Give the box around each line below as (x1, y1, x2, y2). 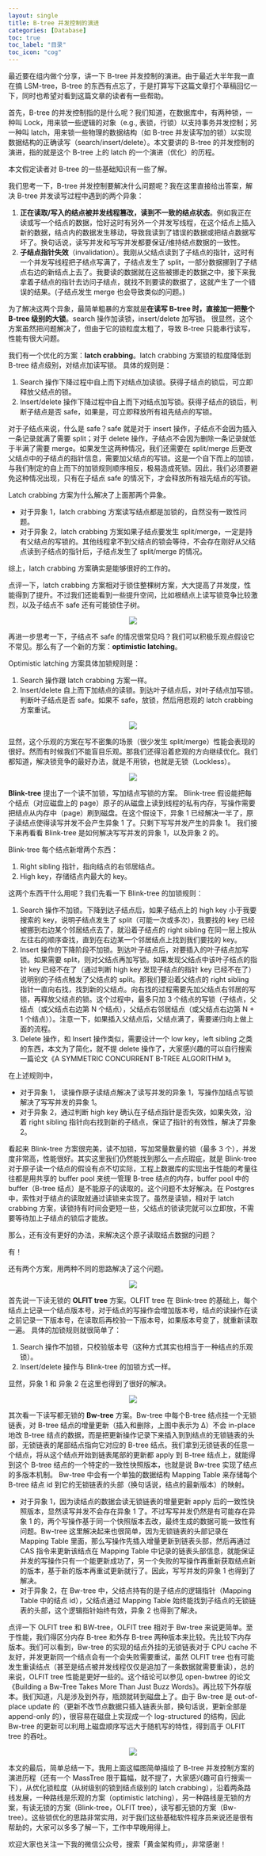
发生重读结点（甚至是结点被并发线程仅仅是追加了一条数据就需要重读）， (8, 1662, 241, 1671)
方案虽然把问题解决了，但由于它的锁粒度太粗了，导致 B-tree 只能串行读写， (8, 324, 255, 333)
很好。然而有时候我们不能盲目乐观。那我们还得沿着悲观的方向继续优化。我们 (8, 747, 258, 756)
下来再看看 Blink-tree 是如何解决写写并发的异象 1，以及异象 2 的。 (8, 828, 223, 837)
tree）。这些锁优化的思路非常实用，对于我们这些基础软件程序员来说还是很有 (8, 1812, 253, 1822)
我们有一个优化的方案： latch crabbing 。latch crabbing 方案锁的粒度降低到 (8, 350, 252, 360)
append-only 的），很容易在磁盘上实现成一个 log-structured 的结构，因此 (8, 1712, 245, 1720)
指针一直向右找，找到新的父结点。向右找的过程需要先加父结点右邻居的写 (19, 984, 256, 994)
